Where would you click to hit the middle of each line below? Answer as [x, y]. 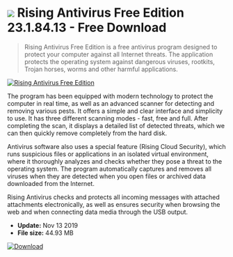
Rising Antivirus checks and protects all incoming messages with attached [114, 197]
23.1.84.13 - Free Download [87, 28]
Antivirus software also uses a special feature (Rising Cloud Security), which [116, 146]
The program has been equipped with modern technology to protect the [110, 96]
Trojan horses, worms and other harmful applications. [101, 69]
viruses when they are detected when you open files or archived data [107, 176]
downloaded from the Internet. [51, 183]
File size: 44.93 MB [46, 233]
